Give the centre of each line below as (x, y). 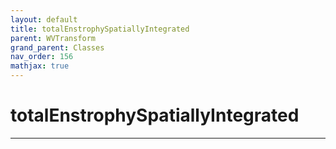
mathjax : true (40, 66)
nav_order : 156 (42, 57)
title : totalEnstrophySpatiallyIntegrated (100, 29)
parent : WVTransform (53, 38)
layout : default (44, 19)
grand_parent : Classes (57, 47)
